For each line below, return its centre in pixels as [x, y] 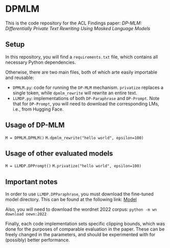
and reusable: [20, 78]
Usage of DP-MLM [35, 125]
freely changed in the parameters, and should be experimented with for [80, 235]
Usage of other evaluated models [59, 153]
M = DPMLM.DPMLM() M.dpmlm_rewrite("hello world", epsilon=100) [75, 138]
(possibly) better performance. [38, 240]
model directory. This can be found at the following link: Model [71, 200]
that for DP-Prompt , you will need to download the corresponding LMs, [86, 104]
